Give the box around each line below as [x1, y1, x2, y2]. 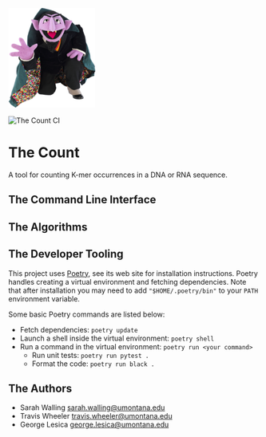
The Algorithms [8, 220, 88, 234]
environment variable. [8, 293, 80, 303]
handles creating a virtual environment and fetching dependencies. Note [8, 277, 247, 286]
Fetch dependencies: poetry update [19, 325, 138, 334]
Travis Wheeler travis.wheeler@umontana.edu [19, 411, 173, 421]
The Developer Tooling [8, 247, 124, 261]
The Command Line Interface [8, 193, 157, 207]
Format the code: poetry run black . [31, 359, 155, 368]
